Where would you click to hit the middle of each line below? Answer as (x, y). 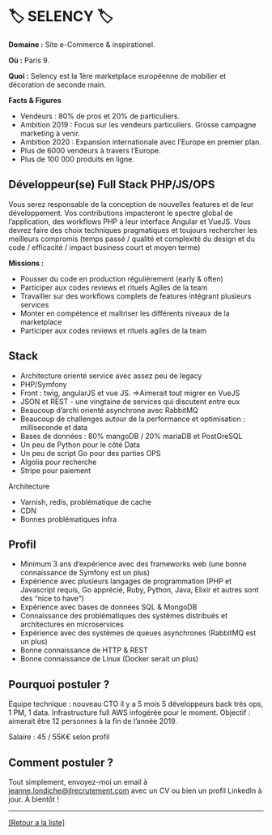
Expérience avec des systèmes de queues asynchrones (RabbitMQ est (138, 633)
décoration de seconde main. (57, 84)
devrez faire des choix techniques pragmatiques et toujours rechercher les (133, 230)
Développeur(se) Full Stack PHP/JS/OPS (112, 185)
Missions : (26, 263)
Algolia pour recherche (58, 462)
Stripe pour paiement (55, 470)
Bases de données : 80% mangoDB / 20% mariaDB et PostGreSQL (131, 436)
